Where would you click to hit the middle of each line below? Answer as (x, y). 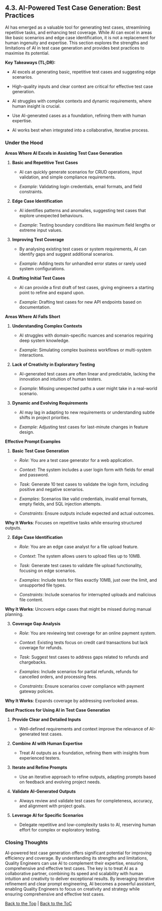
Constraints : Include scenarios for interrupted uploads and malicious (88, 595)
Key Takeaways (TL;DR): (30, 62)
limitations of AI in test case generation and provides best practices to (75, 48)
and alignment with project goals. (52, 806)
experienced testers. (40, 758)
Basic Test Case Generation (40, 451)
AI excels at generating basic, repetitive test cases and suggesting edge (84, 72)
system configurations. (42, 269)
